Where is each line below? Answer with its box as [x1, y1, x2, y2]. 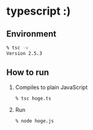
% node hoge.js [15, 118, 54, 125]
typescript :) [6, 4, 71, 18]
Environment [6, 29, 57, 39]
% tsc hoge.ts [15, 95, 51, 101]
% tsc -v [6, 45, 29, 51]
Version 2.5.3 [6, 50, 43, 56]
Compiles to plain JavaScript [15, 84, 87, 91]
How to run [6, 67, 50, 78]
